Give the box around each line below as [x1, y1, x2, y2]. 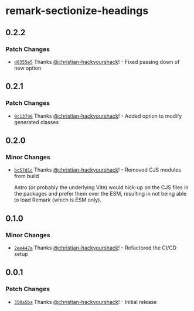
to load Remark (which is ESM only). [13, 196, 102, 203]
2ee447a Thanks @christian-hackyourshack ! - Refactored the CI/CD [13, 244, 177, 251]
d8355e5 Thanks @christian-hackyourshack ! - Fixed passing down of [13, 58, 180, 65]
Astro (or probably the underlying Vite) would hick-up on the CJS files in [13, 184, 189, 191]
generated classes [13, 118, 59, 125]
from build [13, 173, 39, 180]
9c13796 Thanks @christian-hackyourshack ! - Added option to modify [13, 112, 182, 119]
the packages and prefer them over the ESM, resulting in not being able [13, 190, 187, 197]
